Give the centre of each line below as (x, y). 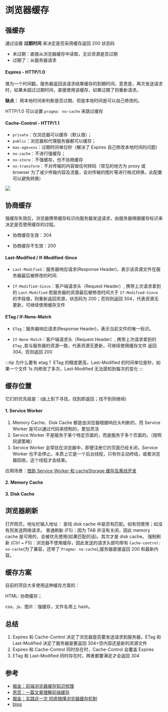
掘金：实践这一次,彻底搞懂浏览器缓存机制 (55, 698)
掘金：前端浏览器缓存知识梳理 (43, 686)
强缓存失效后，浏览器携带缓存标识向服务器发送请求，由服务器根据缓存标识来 (84, 218)
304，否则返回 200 (32, 351)
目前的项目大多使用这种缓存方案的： (42, 585)
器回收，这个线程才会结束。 (41, 460)
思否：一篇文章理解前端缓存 (41, 692)
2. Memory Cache (24, 482)
